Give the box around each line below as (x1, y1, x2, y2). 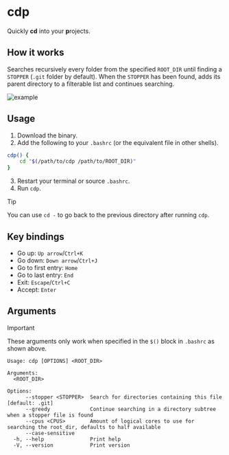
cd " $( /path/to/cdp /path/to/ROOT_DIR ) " (19, 158, 136, 165)
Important (7, 324, 35, 332)
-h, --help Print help (13, 436, 121, 443)
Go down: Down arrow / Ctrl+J (16, 256, 98, 265)
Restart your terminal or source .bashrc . (16, 177, 130, 186)
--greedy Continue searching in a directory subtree (25, 406, 216, 412)
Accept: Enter (16, 286, 57, 293)
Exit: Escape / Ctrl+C (16, 278, 71, 286)
